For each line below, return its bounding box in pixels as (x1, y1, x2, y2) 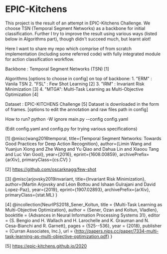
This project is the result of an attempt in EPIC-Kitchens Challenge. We (5, 20, 151, 26)
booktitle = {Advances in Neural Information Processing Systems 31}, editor (5, 212, 161, 218)
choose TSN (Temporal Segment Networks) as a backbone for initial (5, 25, 146, 31)
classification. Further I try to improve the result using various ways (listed (5, 30, 157, 36)
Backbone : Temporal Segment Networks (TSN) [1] (5, 66, 109, 72)
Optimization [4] (5, 91, 39, 97)
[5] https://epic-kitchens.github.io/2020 (5, 243, 87, 249)
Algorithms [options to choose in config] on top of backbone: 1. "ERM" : (5, 75, 152, 81)
